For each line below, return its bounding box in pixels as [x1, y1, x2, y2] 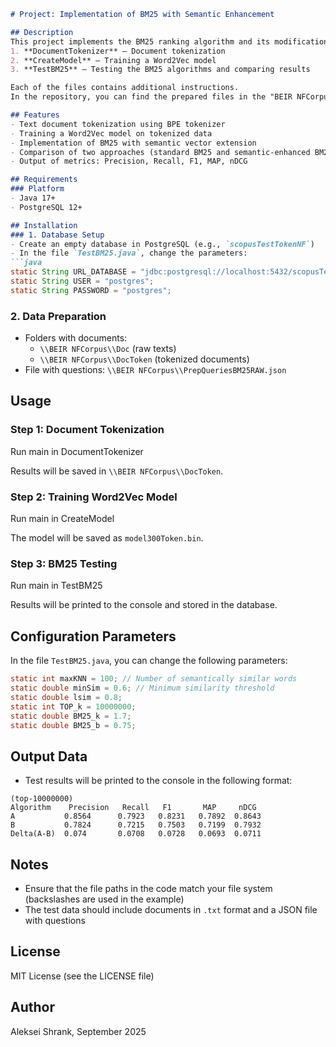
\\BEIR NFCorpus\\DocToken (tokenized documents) [39, 353, 250, 365]
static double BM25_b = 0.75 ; [10, 720, 137, 730]
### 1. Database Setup [10, 230, 105, 240]
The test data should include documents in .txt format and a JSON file [24, 904, 318, 916]
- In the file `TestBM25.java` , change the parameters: [10, 248, 248, 259]
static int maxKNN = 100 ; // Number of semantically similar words [10, 674, 298, 684]
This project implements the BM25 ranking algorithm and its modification [10, 36, 329, 47]
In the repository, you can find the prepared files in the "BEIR [10, 92, 293, 102]
